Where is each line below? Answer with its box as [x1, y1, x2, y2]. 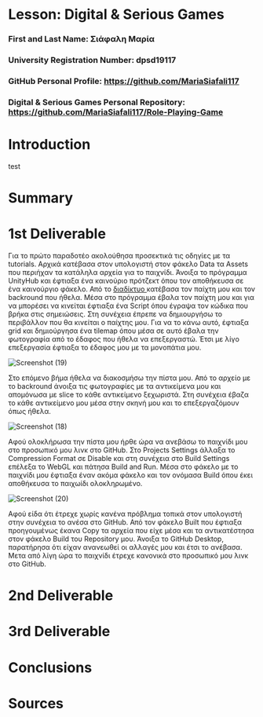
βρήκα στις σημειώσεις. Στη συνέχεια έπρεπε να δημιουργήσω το [8, 309, 222, 319]
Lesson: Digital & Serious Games [8, 5, 225, 24]
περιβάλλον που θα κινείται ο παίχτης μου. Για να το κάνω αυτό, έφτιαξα [8, 317, 250, 327]
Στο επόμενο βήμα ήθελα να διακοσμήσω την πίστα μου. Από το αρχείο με [8, 373, 251, 382]
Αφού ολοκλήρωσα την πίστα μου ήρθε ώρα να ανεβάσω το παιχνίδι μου [8, 437, 248, 446]
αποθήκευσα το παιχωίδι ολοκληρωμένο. [8, 478, 143, 488]
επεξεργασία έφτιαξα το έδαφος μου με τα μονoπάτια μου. [8, 342, 202, 352]
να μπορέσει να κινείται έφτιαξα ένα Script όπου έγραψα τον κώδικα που [8, 301, 249, 310]
